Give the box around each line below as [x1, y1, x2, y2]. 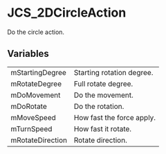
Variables [7, 48, 50, 60]
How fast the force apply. [73, 112, 156, 122]
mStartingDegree [10, 67, 67, 77]
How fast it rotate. [73, 123, 132, 133]
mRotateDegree [10, 78, 62, 88]
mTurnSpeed [10, 123, 53, 133]
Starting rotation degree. [73, 67, 154, 77]
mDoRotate [10, 101, 47, 111]
